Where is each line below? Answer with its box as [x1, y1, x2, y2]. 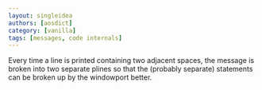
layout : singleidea [8, 11, 73, 20]
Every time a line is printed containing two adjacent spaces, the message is [8, 56, 255, 65]
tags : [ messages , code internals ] [8, 33, 123, 42]
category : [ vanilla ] [8, 26, 77, 34]
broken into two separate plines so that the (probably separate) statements [8, 65, 253, 74]
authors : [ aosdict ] [8, 19, 73, 27]
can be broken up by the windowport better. [8, 72, 152, 82]
